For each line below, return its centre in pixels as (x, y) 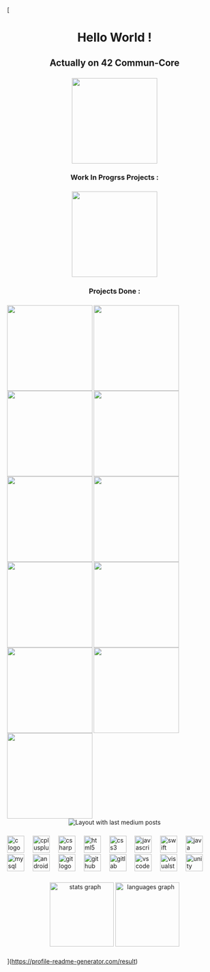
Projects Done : (115, 292)
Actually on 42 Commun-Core (115, 63)
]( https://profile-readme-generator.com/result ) (73, 961)
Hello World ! (115, 38)
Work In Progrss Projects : (115, 177)
